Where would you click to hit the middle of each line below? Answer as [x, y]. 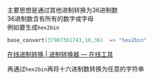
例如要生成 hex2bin [34, 27]
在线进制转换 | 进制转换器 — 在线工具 [60, 54]
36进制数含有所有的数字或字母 [51, 19]
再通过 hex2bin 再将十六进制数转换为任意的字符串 [76, 69]
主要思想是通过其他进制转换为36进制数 [63, 10]
